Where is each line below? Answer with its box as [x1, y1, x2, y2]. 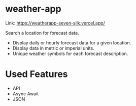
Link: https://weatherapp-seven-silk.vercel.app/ [5, 20, 105, 26]
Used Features [5, 68, 68, 80]
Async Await [12, 90, 39, 97]
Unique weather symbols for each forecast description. [12, 50, 128, 57]
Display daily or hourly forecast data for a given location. [12, 39, 131, 46]
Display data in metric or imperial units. [12, 45, 95, 51]
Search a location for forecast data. [5, 30, 80, 36]
